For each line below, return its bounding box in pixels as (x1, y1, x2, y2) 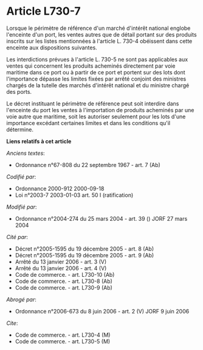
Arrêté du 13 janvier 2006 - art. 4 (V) (15, 264, 107, 272)
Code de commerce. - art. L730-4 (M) (15, 331, 111, 338)
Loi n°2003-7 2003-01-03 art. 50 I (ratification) (15, 191, 134, 199)
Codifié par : (6, 173, 36, 180)
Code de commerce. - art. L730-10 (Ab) (15, 271, 115, 278)
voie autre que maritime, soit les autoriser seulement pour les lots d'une (6, 113, 186, 120)
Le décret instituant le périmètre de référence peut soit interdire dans (6, 99, 179, 107)
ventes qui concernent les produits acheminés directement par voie (6, 62, 176, 70)
